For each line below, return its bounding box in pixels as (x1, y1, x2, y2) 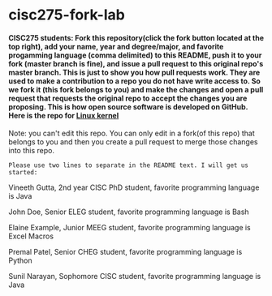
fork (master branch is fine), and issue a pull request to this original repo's (8, 58, 264, 68)
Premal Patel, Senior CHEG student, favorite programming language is (8, 247, 243, 257)
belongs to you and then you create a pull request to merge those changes (8, 137, 258, 147)
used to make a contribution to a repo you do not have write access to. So (8, 75, 261, 86)
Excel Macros (8, 231, 54, 241)
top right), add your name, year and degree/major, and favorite (8, 41, 224, 51)
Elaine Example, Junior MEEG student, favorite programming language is (8, 223, 252, 233)
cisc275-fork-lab (8, 6, 126, 24)
